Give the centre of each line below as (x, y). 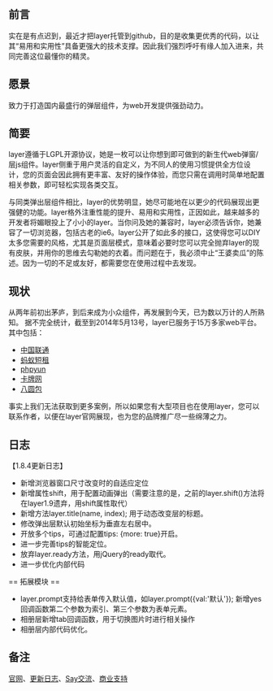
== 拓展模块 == (34, 582)
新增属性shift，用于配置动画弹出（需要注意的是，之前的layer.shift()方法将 (142, 493)
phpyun (33, 369)
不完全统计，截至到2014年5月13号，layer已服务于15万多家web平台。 (146, 323)
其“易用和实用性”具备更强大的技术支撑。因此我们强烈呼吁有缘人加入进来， (133, 46)
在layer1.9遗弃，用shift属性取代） (76, 503)
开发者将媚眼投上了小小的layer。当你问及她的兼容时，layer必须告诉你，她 (132, 223)
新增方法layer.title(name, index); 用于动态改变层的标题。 (114, 514)
